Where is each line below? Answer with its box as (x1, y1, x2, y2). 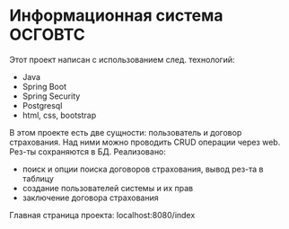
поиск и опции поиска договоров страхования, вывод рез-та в (22, 163, 264, 174)
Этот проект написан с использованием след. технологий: (9, 54, 235, 65)
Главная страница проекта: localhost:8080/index (9, 209, 196, 220)
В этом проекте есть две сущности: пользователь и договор (9, 127, 242, 137)
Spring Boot (22, 81, 67, 92)
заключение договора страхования (22, 192, 159, 203)
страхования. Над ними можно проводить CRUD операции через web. (9, 137, 281, 147)
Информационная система (9, 5, 223, 26)
